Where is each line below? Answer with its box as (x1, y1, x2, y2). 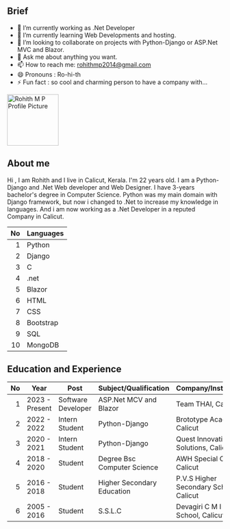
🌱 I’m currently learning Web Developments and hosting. (16, 31, 177, 39)
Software (57, 395, 88, 404)
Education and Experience (7, 363, 122, 375)
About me (7, 157, 50, 170)
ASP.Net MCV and (98, 395, 157, 404)
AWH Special (175, 454, 218, 464)
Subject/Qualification (98, 383, 170, 393)
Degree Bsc (98, 454, 136, 464)
